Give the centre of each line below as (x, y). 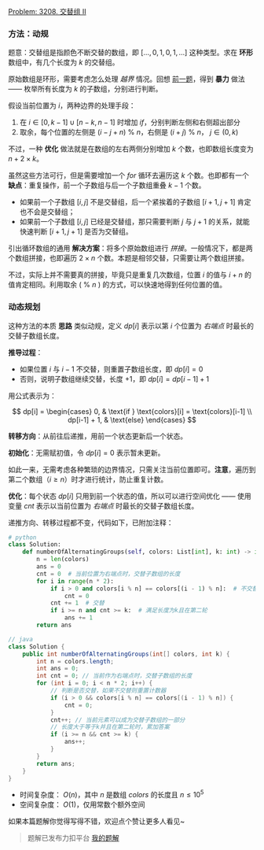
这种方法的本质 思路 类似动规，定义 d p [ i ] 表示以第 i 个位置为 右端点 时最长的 (131, 326)
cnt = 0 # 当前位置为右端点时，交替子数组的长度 (108, 574)
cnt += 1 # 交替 (77, 603)
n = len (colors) (63, 560)
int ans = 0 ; (58, 669)
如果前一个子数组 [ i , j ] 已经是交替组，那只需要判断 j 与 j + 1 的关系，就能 (134, 222)
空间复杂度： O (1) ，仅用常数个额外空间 (82, 804)
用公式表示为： (32, 395)
